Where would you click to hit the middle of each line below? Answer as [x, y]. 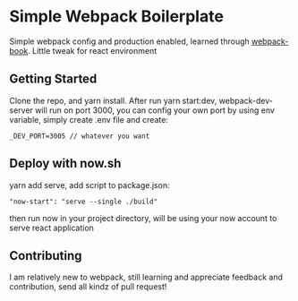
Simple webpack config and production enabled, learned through [130, 41]
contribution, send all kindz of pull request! [88, 287]
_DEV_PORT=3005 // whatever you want [80, 136]
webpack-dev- [246, 100]
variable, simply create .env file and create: [89, 119]
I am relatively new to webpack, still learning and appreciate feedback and [146, 277]
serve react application [51, 228]
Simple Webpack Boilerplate [116, 17]
